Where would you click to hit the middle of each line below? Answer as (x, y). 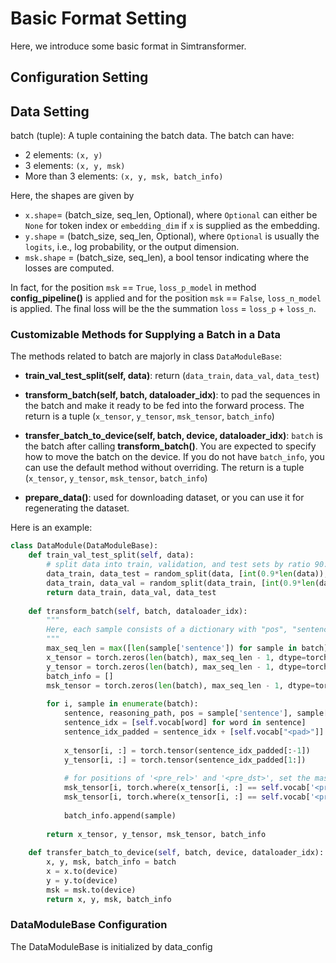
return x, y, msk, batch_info (109, 899)
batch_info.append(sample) (120, 815)
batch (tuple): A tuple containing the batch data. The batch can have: (152, 136)
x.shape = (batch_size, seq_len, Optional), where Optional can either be (171, 215)
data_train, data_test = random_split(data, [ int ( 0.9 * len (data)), (187, 574)
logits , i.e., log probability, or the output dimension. (132, 247)
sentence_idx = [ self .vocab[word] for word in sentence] (185, 723)
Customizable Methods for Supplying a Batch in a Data (145, 335)
